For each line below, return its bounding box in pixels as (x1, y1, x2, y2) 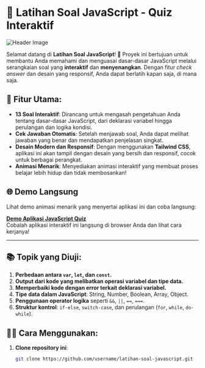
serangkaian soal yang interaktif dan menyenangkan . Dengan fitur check (6, 64, 192, 71)
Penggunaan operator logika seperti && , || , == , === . (15, 297, 145, 304)
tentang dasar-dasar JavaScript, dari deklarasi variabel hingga (15, 117, 172, 124)
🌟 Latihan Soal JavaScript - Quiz (6, 6, 173, 20)
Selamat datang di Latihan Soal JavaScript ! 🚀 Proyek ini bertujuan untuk (6, 50, 189, 57)
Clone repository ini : (15, 344, 68, 351)
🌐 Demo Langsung (6, 186, 79, 197)
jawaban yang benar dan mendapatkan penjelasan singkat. (15, 136, 164, 144)
